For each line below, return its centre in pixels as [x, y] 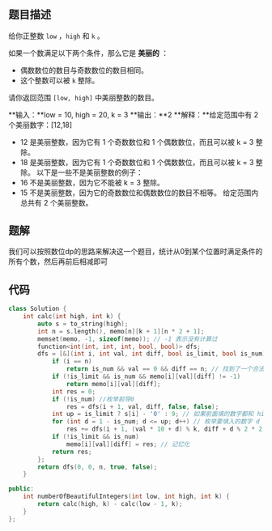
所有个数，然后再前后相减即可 [58, 261]
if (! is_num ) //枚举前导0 [93, 399]
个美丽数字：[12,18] [40, 125]
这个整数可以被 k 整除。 [59, 80]
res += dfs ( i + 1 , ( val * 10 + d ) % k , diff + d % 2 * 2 [164, 429]
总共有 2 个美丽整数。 [56, 202]
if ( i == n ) [72, 362]
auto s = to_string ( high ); [83, 324]
